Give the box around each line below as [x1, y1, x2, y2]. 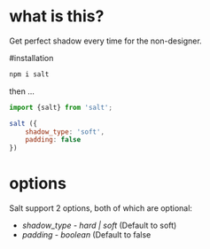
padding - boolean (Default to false [21, 230, 152, 240]
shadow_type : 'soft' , [25, 127, 105, 136]
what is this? [9, 6, 105, 27]
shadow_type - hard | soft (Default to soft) [21, 220, 177, 231]
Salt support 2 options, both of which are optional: [9, 203, 193, 214]
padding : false [25, 136, 82, 144]
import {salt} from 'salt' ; [9, 103, 113, 112]
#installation [9, 52, 54, 63]
